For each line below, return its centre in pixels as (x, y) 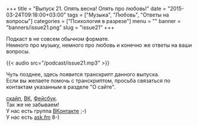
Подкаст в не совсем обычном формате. (58, 39)
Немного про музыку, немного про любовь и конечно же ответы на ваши (99, 45)
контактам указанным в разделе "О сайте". (61, 87)
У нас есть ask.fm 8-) (33, 117)
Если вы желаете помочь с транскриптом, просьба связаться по (88, 80)
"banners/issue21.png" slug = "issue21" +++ (60, 27)
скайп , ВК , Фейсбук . (32, 98)
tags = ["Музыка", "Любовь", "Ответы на (118, 15)
